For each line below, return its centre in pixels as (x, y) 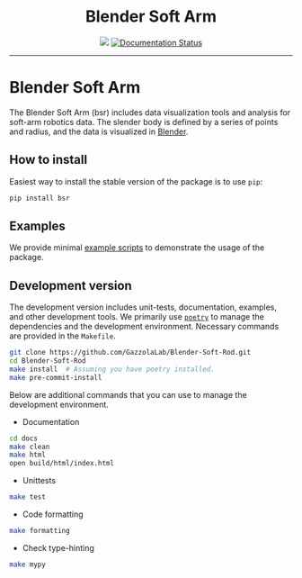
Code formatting (53, 514)
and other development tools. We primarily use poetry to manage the (137, 317)
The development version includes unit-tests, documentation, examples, (143, 307)
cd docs (24, 438)
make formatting (40, 531)
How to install (49, 160)
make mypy (28, 564)
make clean (30, 447)
